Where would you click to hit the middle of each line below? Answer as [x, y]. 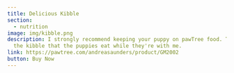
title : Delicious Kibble [43, 14]
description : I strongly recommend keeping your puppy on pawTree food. [115, 40]
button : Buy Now [31, 59]
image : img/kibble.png [40, 33]
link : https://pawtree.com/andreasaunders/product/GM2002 [93, 53]
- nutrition [31, 26]
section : [20, 20]
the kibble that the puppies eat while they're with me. [98, 46]
